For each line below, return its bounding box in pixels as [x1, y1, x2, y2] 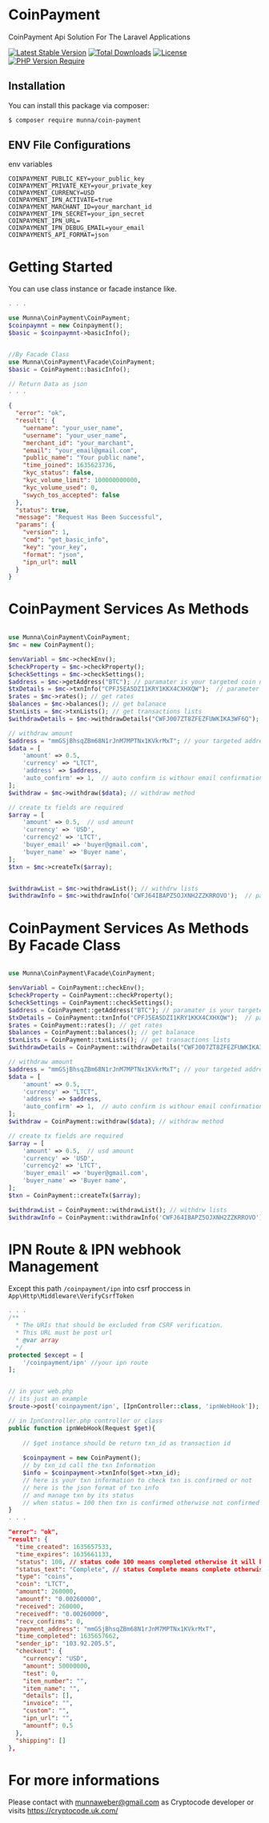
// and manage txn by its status [22, 1491, 134, 1499]
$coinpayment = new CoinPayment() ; [22, 1454, 142, 1463]
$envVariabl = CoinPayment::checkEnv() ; [8, 984, 146, 992]
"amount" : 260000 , [15, 1588, 78, 1596]
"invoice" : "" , [22, 1700, 74, 1708]
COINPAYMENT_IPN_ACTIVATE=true [8, 196, 113, 204]
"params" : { [15, 521, 56, 529]
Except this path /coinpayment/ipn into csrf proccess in [8, 1284, 191, 1294]
